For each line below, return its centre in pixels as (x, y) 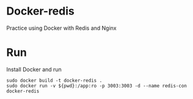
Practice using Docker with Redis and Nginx (62, 28)
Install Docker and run (34, 69)
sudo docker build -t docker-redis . (54, 80)
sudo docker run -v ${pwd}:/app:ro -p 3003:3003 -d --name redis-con (97, 86)
